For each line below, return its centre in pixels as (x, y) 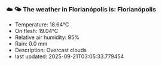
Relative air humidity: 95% (47, 37)
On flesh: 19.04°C (36, 31)
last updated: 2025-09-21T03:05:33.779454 (69, 56)
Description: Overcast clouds (51, 50)
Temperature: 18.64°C (42, 25)
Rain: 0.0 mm (31, 44)
